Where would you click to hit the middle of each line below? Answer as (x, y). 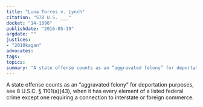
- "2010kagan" (24, 46)
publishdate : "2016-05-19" (40, 29)
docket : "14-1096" (29, 23)
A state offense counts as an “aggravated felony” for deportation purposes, (100, 85)
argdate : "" (21, 34)
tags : (13, 57)
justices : (19, 40)
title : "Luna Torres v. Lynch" (46, 12)
